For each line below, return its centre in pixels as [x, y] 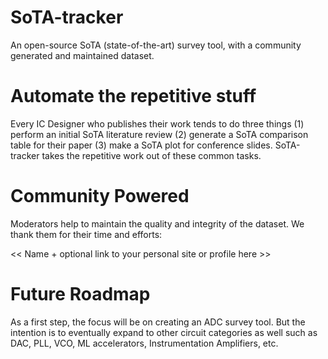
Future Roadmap [80, 294]
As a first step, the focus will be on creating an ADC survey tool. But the [158, 322]
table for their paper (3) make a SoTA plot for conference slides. [141, 145]
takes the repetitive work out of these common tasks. [151, 155]
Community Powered [100, 196]
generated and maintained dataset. [82, 55]
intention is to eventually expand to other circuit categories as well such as [164, 332]
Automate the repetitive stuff [133, 96]
